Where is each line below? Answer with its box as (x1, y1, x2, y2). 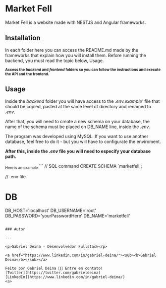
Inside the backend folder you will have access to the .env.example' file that (5, 98, 160, 104)
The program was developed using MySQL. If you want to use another (5, 133, 149, 139)
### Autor (5, 227, 26, 232)
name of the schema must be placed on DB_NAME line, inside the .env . (5, 124, 150, 130)
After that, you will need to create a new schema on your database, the (5, 118, 150, 124)
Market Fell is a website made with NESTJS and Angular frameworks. (5, 19, 146, 25)
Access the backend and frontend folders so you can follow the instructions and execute (5, 67, 161, 72)
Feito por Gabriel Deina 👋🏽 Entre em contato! (5, 266, 103, 271)
